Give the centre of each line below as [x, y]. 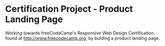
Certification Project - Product [69, 9]
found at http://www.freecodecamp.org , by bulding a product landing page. [83, 38]
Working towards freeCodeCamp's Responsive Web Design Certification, [80, 33]
